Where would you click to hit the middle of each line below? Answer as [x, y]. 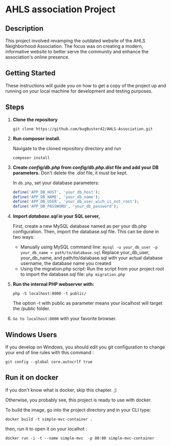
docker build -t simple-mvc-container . [49, 419]
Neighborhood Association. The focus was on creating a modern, [74, 46]
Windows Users [31, 335]
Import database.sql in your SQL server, [56, 216]
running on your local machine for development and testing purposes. [79, 91]
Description [24, 28]
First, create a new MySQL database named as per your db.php [80, 226]
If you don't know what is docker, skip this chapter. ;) [61, 390]
